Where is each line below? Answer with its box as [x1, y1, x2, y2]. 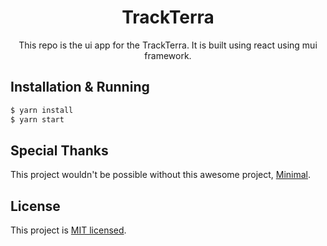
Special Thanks [10, 142, 109, 159]
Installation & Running [10, 79, 150, 96]
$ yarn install [10, 105, 74, 115]
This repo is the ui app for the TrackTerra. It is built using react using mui [18, 39, 318, 51]
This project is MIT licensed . [10, 224, 127, 236]
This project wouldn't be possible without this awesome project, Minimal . [10, 169, 312, 181]
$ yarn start [10, 114, 65, 125]
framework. [144, 49, 192, 61]
